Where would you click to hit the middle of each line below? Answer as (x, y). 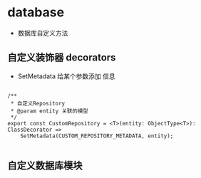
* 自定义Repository (38, 103)
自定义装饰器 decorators (62, 58)
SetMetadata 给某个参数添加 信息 (66, 76)
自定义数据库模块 (45, 166)
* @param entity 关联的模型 (50, 111)
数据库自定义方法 (43, 33)
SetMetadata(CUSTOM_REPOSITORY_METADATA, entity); (97, 136)
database (36, 12)
